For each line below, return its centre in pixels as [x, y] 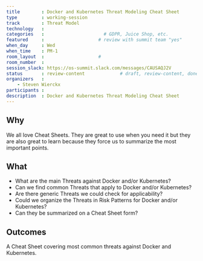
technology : [25, 29]
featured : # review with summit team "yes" [94, 40]
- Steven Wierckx [39, 85]
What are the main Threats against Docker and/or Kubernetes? [93, 181]
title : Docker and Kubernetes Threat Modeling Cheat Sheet [93, 12]
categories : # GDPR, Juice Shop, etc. [88, 34]
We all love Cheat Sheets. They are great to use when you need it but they [98, 135]
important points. [27, 148]
